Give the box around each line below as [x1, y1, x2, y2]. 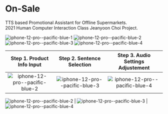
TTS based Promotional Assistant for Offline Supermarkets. [5, 19, 127, 25]
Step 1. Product [10, 54, 49, 61]
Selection [68, 61, 91, 68]
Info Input [17, 61, 41, 68]
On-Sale [5, 3, 40, 14]
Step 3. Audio [117, 51, 151, 58]
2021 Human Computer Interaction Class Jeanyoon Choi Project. [5, 24, 138, 30]
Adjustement [118, 64, 150, 71]
